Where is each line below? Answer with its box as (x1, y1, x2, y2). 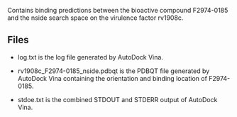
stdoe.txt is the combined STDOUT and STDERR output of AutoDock (17, 95, 218, 104)
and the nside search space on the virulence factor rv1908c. (7, 13, 184, 22)
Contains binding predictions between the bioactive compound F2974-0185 (7, 6, 228, 14)
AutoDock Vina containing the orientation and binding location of (17, 74, 208, 82)
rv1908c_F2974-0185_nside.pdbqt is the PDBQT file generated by (17, 67, 210, 75)
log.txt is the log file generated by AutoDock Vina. (17, 52, 163, 61)
